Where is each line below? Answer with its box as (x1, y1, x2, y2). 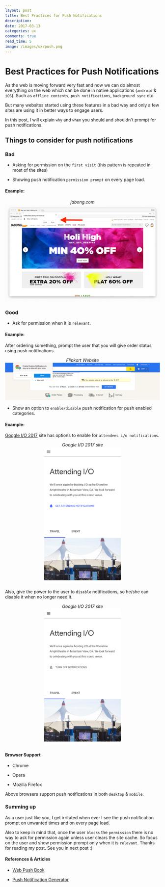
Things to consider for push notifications (5, 136, 134, 145)
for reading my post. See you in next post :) (5, 845, 93, 851)
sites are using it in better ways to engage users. (5, 107, 104, 113)
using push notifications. (5, 347, 55, 353)
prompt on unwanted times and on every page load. (5, 820, 110, 826)
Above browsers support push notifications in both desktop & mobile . (5, 791, 144, 797)
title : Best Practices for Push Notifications (5, 13, 102, 18)
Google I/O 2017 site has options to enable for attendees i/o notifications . (5, 432, 160, 439)
